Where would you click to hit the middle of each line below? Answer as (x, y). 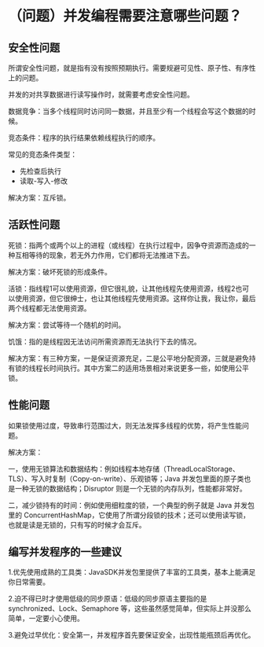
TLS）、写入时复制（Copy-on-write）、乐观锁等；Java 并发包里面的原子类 (126, 478)
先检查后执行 (40, 171)
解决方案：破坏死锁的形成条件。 (60, 271)
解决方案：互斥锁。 (39, 198)
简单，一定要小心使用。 (46, 619)
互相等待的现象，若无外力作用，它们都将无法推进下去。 (104, 255)
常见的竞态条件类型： (42, 154)
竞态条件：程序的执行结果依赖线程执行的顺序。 (84, 138)
